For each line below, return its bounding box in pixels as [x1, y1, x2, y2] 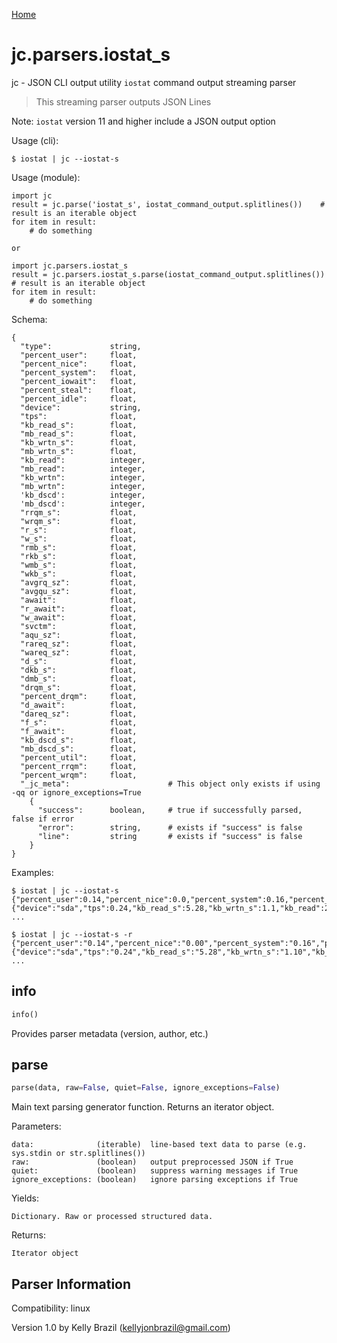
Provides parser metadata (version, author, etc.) [11, 1027, 209, 1039]
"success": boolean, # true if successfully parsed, [37, 805, 303, 815]
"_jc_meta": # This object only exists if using [20, 779, 321, 789]
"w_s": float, [20, 534, 138, 544]
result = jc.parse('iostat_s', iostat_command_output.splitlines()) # [11, 199, 326, 209]
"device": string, [20, 402, 142, 413]
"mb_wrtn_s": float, [20, 446, 138, 456]
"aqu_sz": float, [20, 630, 138, 640]
